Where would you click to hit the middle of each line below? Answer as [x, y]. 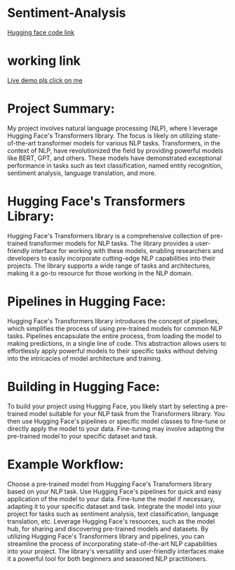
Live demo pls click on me [45, 80]
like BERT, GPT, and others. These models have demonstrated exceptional [115, 158]
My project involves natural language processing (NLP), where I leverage [113, 128]
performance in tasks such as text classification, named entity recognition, [115, 165]
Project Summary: [61, 109]
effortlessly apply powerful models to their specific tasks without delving [112, 351]
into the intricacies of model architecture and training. [85, 358]
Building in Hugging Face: [83, 386]
